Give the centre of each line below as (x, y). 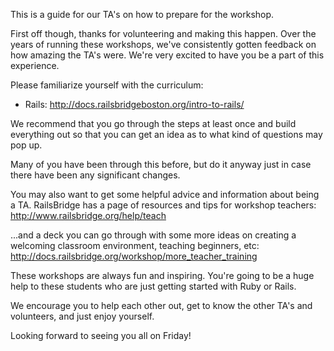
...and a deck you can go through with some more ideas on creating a (153, 235)
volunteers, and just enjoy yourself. (82, 316)
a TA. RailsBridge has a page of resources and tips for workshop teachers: (163, 205)
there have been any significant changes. (95, 175)
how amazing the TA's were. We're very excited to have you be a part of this (167, 55)
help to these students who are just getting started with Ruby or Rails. (153, 286)
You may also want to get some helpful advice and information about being (165, 194)
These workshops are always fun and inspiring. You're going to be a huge (162, 275)
